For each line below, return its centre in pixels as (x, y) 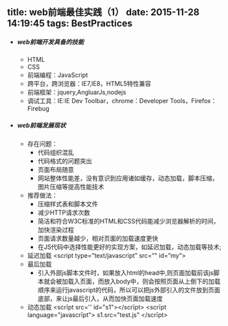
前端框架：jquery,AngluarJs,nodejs (77, 92)
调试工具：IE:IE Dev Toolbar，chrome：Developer (98, 101)
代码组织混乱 (56, 153)
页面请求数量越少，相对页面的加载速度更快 (98, 239)
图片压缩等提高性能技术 (71, 187)
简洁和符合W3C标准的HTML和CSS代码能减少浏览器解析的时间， (128, 221)
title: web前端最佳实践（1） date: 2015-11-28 (103, 12)
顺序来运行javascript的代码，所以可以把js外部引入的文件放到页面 (129, 290)
